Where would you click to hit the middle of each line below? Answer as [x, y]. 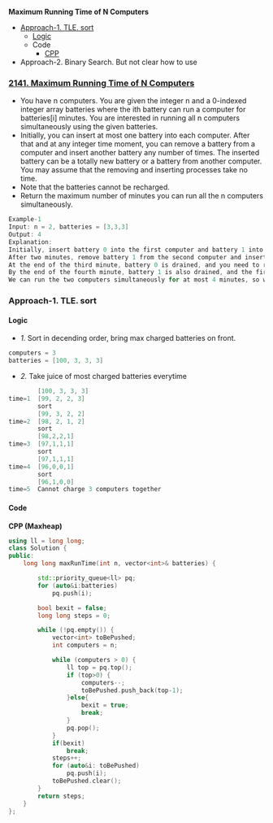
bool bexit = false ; [72, 608]
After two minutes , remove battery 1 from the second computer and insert [138, 257]
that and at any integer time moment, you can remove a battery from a [138, 144]
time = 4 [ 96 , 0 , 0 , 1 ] [41, 467]
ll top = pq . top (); [99, 667]
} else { [78, 698]
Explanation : [30, 242]
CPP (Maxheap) [35, 526]
